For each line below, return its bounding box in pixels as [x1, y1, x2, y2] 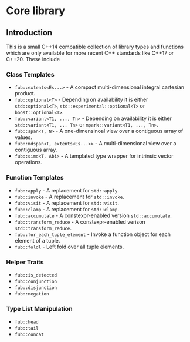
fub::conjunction [14, 278, 57, 284]
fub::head [14, 319, 39, 325]
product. [14, 90, 36, 97]
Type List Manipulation [6, 304, 73, 313]
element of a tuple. [14, 237, 60, 244]
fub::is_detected [14, 272, 57, 278]
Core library [6, 4, 66, 18]
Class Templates [6, 70, 55, 78]
